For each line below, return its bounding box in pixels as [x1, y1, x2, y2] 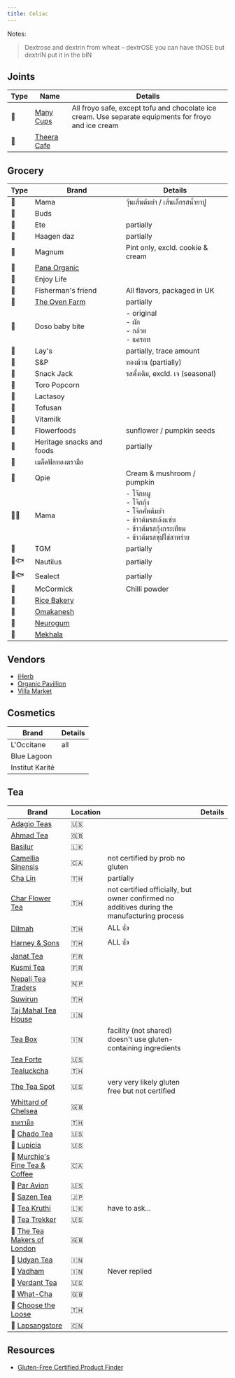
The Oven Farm [34, 297, 86, 307]
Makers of [10, 1234, 44, 1244]
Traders [10, 982, 37, 992]
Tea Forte [10, 1055, 42, 1064]
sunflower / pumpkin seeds [125, 426, 215, 436]
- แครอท [125, 335, 151, 344]
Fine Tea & [10, 1160, 45, 1170]
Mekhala [34, 629, 63, 639]
